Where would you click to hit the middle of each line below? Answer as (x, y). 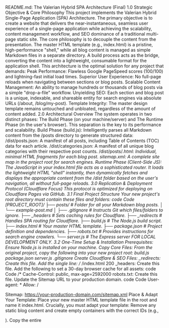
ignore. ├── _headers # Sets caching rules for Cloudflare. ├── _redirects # (84, 215)
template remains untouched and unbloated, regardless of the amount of (80, 108)
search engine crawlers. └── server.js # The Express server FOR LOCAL (80, 237)
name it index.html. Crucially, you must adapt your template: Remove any (81, 305)
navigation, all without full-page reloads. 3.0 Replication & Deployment (79, 183)
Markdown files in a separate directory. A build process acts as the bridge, (82, 55)
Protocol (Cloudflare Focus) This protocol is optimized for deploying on (79, 189)
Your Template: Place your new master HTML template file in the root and (81, 300)
